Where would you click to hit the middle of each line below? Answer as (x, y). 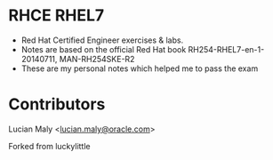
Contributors (57, 104)
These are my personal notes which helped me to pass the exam (140, 68)
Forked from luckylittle (49, 146)
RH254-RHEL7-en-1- (226, 49)
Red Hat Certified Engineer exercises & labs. (102, 40)
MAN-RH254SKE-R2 (97, 59)
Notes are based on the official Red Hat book (104, 49)
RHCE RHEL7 (56, 16)
